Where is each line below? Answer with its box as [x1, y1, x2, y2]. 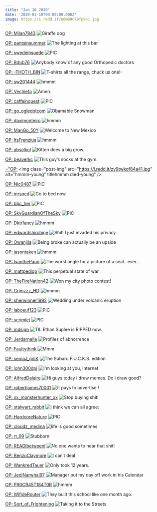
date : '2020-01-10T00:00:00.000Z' [5, 12, 77, 17]
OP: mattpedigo [5, 268, 37, 274]
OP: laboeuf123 [5, 307, 37, 313]
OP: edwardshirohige [5, 230, 49, 236]
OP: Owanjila [5, 239, 31, 245]
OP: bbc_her [5, 201, 31, 207]
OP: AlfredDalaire [5, 375, 41, 381]
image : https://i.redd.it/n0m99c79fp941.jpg [5, 17, 99, 22]
